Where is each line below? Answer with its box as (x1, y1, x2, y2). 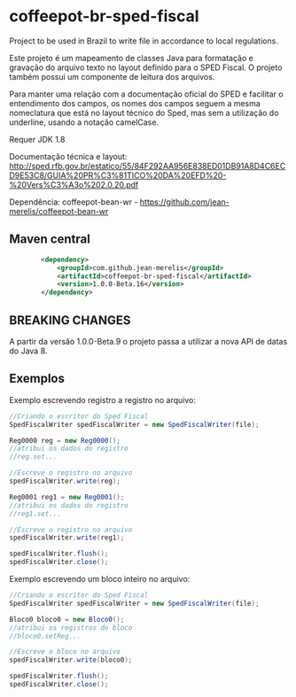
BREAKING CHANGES (9, 313, 131, 328)
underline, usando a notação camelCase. (9, 117, 160, 128)
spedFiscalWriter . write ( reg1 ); (9, 533, 125, 542)
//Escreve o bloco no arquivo (9, 647, 121, 656)
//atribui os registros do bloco (9, 623, 133, 632)
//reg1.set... (9, 509, 62, 518)
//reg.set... (9, 453, 58, 461)
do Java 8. (9, 345, 48, 356)
